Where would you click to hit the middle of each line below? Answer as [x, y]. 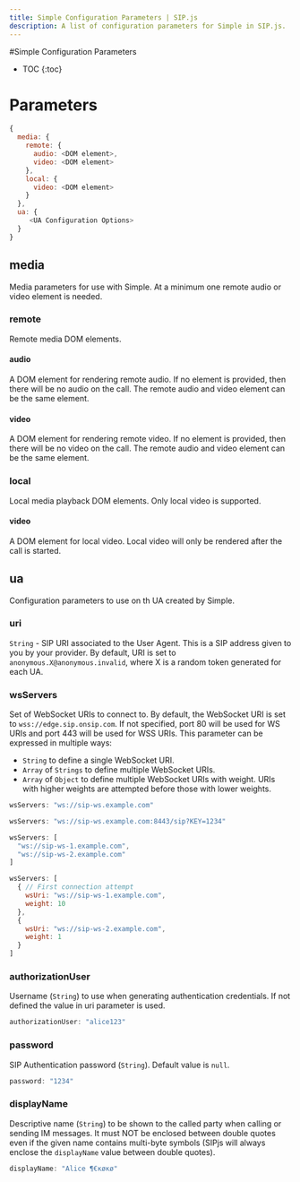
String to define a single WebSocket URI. [98, 760]
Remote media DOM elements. [66, 339]
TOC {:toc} [42, 69]
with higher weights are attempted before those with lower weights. [146, 789]
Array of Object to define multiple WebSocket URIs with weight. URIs [149, 780]
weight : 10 [46, 903]
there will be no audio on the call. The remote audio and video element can [147, 389]
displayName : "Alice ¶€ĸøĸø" [64, 1169]
